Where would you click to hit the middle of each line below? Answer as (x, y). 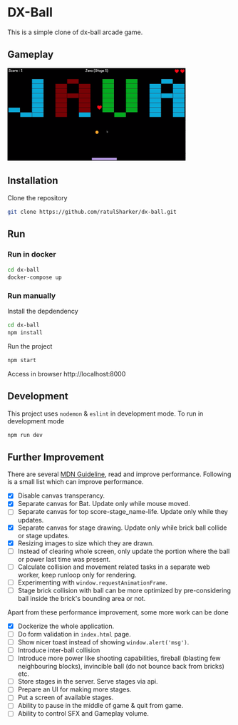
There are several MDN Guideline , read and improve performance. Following (119, 474)
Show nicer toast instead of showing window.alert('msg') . (103, 642)
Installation (33, 181)
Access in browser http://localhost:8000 (67, 374)
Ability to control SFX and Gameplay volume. (83, 714)
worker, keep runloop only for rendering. (77, 575)
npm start (22, 360)
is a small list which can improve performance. (76, 482)
